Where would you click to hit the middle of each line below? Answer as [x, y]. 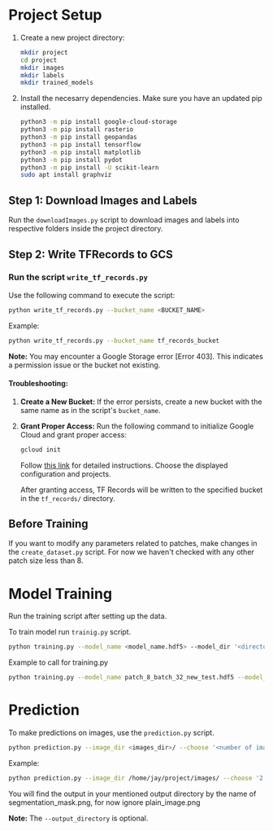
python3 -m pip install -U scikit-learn [89, 167]
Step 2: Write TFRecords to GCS [91, 254]
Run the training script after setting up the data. [88, 616]
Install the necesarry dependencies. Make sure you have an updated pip [141, 99]
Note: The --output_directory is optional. [78, 818]
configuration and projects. [65, 473]
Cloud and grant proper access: [74, 434]
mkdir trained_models [56, 83]
